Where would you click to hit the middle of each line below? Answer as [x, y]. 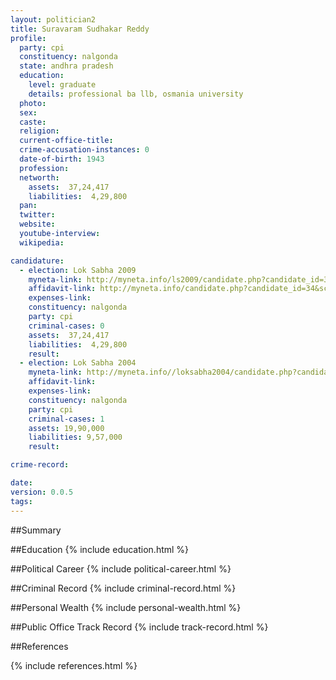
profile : [28, 38]
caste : [33, 122]
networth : [39, 177]
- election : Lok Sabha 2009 [78, 270]
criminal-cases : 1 [66, 419]
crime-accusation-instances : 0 [84, 150]
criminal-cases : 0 [66, 326]
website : [37, 224]
